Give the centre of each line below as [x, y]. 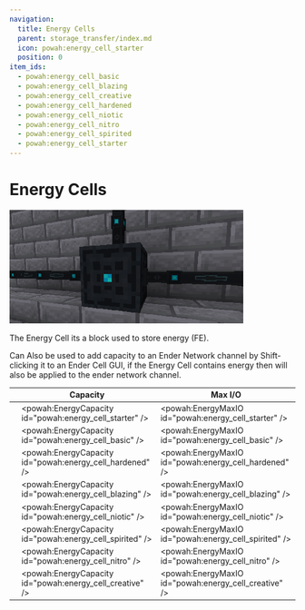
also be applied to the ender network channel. [95, 374]
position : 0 [40, 58]
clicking [24, 365]
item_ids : [28, 67]
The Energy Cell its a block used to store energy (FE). [109, 338]
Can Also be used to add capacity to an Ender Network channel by [134, 355]
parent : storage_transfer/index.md [85, 38]
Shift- [271, 355]
